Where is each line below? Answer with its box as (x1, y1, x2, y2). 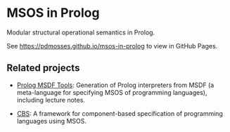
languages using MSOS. (16, 117, 87, 125)
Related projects (6, 62, 80, 74)
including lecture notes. (16, 95, 86, 104)
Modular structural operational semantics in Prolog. (6, 28, 155, 37)
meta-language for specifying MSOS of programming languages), (16, 88, 207, 96)
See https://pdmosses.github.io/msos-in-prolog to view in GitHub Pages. (6, 41, 218, 50)
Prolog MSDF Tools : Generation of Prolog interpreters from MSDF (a (16, 81, 215, 89)
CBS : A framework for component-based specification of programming (16, 109, 223, 117)
